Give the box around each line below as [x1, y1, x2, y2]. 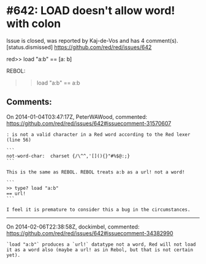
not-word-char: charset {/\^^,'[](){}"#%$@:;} [6, 153, 131, 159]
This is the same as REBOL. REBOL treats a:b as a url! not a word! [6, 169, 185, 175]
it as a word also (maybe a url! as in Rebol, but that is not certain [6, 246, 193, 253]
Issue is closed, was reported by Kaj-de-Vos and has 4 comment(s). [6, 37, 178, 44]
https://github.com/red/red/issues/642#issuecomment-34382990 [6, 229, 174, 236]
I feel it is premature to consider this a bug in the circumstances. [6, 206, 191, 213]
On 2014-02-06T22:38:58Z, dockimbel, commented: [6, 223, 140, 230]
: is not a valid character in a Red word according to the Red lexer [6, 131, 191, 138]
